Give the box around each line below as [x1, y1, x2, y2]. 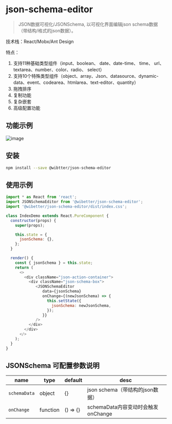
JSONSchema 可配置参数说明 [6, 361, 100, 370]
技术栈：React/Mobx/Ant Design [6, 38, 74, 44]
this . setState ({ [46, 298, 82, 303]
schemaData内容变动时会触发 [87, 404, 159, 411]
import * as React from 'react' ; [6, 194, 77, 200]
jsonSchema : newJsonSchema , [51, 303, 111, 308]
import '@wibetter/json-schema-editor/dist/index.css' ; [6, 204, 127, 209]
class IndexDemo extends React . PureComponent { [6, 213, 109, 218]
